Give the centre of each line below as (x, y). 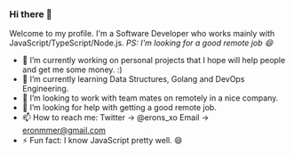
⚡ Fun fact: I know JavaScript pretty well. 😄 (102, 141)
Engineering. (45, 89)
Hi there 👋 (31, 14)
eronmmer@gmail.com (64, 130)
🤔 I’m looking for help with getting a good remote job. (119, 108)
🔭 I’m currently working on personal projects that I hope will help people (154, 61)
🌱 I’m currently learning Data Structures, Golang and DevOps (133, 79)
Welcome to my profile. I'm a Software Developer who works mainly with (142, 34)
